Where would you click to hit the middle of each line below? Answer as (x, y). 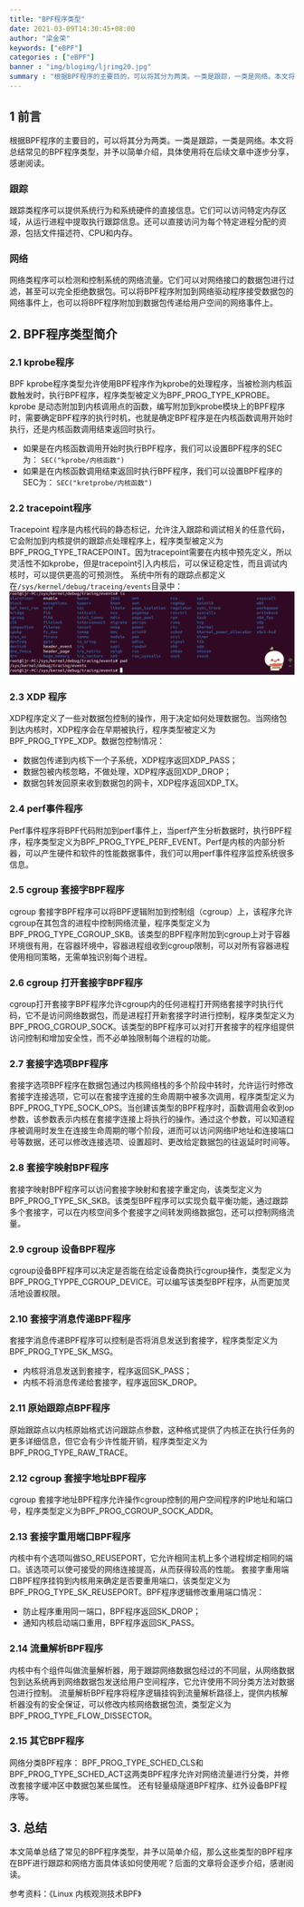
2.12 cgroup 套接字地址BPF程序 (78, 1478)
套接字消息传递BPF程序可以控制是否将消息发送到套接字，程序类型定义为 (144, 1340)
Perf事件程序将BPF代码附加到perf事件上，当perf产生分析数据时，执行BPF (147, 830)
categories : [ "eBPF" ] (52, 58)
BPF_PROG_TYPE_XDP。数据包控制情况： (87, 741)
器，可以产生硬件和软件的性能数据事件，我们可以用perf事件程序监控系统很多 (152, 853)
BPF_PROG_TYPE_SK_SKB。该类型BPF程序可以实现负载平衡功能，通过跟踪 (149, 1200)
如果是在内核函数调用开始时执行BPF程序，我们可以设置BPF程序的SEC (152, 448)
